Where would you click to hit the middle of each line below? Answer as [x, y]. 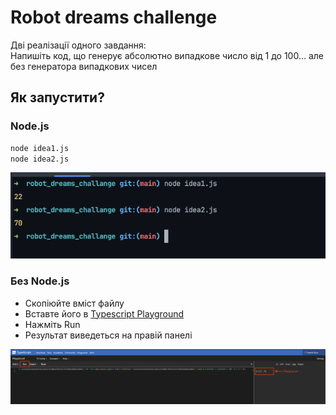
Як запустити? [57, 97]
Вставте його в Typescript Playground [104, 313]
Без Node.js [40, 281]
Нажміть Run [52, 324]
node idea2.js [40, 159]
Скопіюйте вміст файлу [74, 303]
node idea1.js [40, 148]
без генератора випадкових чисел [84, 66]
